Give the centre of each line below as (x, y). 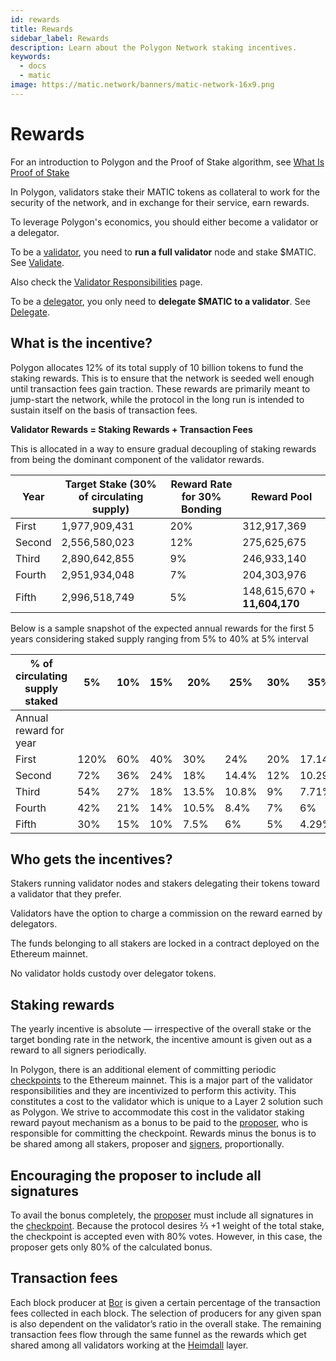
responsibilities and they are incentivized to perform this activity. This (153, 1091)
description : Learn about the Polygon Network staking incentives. (154, 47)
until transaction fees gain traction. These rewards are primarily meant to (160, 388)
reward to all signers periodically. (78, 1050)
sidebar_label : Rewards (60, 38)
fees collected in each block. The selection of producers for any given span (166, 1313)
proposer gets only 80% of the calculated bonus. (111, 1247)
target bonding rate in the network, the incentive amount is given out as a (161, 1040)
